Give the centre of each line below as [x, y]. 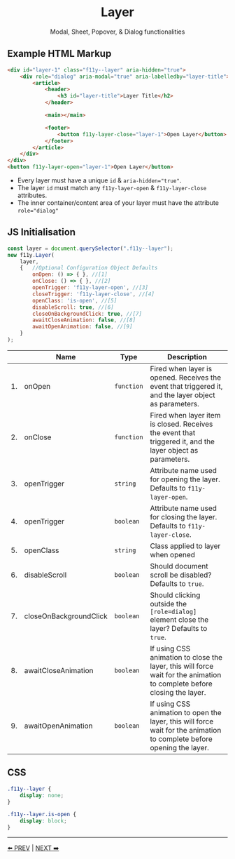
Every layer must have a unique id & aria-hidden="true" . [99, 180]
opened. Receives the [186, 378]
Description [187, 357]
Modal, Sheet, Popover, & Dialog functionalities [117, 32]
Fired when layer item [185, 415]
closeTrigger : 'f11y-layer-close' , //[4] [94, 294]
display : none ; [42, 795]
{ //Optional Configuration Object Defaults [89, 268]
